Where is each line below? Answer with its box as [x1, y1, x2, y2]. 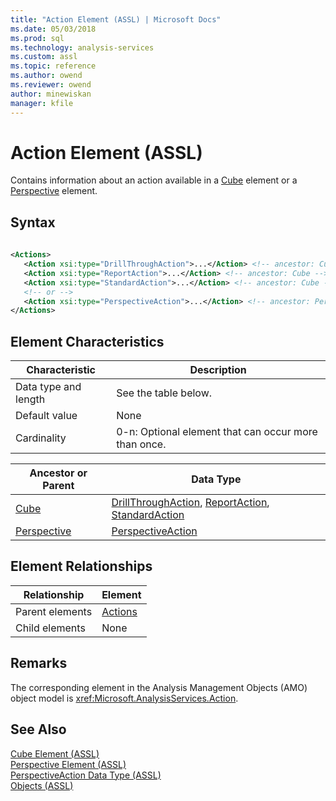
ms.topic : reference [10, 61, 97, 71]
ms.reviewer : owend [10, 80, 92, 90]
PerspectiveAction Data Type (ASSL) [10, 769, 162, 781]
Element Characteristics [10, 333, 165, 350]
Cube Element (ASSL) [10, 747, 100, 760]
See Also [10, 721, 67, 738]
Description [189, 363, 247, 377]
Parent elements [15, 604, 93, 618]
